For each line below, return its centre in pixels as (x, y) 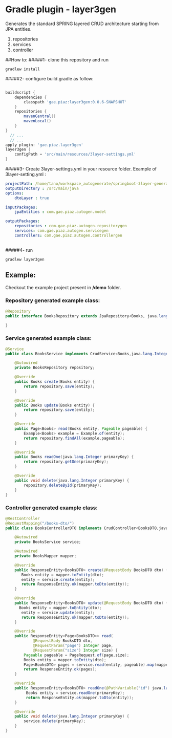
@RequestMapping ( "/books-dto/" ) (40, 523)
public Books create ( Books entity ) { (55, 382)
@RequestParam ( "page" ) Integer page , (73, 646)
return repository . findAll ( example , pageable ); (74, 438)
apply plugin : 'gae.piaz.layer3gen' (44, 145)
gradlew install (23, 69)
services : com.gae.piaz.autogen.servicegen (62, 231)
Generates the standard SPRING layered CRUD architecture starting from (82, 24)
